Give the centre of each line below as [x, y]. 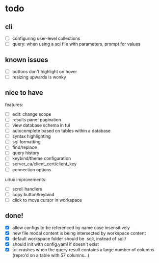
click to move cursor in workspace [47, 200]
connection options [32, 169]
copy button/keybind [33, 194]
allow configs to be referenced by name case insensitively [71, 227]
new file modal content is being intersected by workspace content [79, 233]
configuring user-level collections [46, 38]
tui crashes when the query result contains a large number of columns [83, 250]
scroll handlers [27, 189]
